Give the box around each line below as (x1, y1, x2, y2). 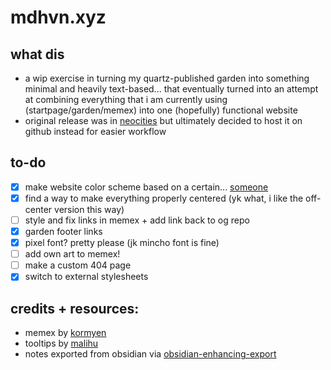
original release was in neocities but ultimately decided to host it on (24, 115, 303, 126)
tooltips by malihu (24, 337, 99, 350)
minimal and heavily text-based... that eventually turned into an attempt (24, 83, 319, 95)
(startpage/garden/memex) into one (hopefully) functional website (24, 104, 298, 116)
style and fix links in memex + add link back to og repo (24, 214, 250, 226)
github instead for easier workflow (24, 126, 167, 137)
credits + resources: (10, 300, 140, 317)
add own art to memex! (24, 248, 121, 260)
